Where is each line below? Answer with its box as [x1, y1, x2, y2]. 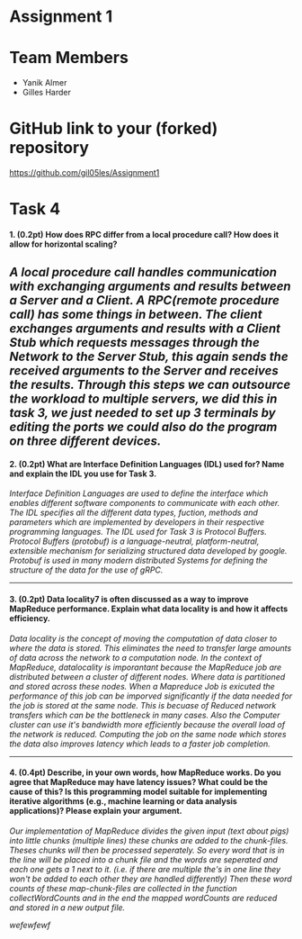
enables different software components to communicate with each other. [9, 498, 280, 509]
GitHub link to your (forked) [9, 119, 218, 139]
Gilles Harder [22, 87, 72, 98]
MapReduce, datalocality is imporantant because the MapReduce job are [9, 662, 282, 673]
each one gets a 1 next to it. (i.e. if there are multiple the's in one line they [9, 863, 281, 874]
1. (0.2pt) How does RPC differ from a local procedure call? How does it [9, 229, 280, 239]
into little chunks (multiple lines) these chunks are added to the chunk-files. [9, 835, 289, 845]
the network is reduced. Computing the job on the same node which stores [9, 728, 287, 739]
